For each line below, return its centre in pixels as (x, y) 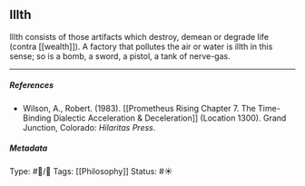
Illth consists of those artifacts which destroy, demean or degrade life (139, 36)
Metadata (29, 148)
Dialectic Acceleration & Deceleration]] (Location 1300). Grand (170, 118)
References (32, 85)
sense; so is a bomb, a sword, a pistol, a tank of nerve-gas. (120, 56)
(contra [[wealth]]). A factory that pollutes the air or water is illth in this (141, 46)
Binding (37, 118)
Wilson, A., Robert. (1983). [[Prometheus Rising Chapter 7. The (139, 108)
